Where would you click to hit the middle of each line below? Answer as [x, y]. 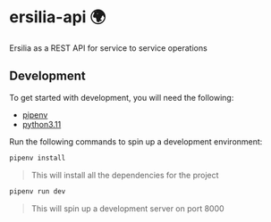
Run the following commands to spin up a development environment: [136, 141]
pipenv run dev [38, 191]
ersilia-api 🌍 [58, 17]
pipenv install [38, 158]
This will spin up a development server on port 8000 [128, 208]
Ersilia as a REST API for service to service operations [108, 48]
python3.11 [42, 124]
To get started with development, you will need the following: [122, 97]
